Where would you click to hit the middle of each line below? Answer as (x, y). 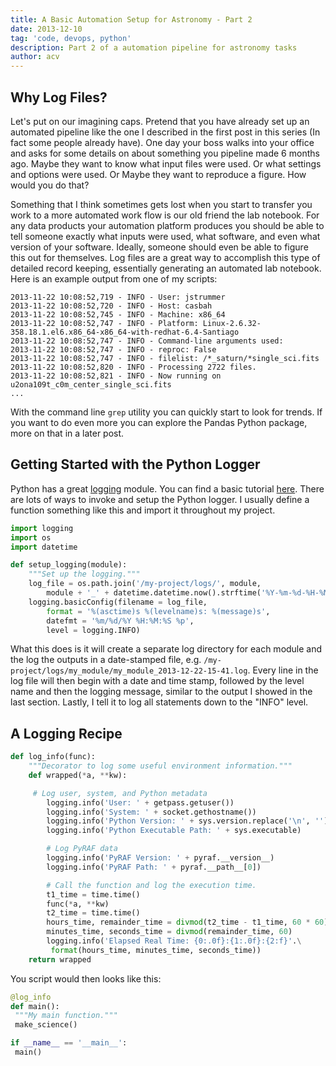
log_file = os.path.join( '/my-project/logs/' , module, (145, 584)
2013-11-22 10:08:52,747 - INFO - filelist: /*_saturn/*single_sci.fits (165, 358)
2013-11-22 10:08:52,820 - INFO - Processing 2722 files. (133, 367)
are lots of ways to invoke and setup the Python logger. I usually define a (160, 499)
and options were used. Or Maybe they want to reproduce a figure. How (158, 174)
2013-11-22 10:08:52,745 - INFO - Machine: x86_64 (118, 314)
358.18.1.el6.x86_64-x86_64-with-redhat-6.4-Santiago (125, 332)
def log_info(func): (53, 757)
